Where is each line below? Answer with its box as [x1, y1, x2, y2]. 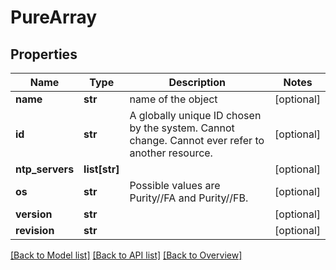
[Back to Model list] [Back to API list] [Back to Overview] [10, 249, 243, 261]
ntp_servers [15, 162, 75, 176]
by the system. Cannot [129, 121, 235, 135]
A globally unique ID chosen [129, 109, 262, 122]
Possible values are [129, 179, 221, 192]
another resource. [129, 146, 213, 160]
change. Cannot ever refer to [129, 134, 265, 147]
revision [15, 224, 55, 237]
